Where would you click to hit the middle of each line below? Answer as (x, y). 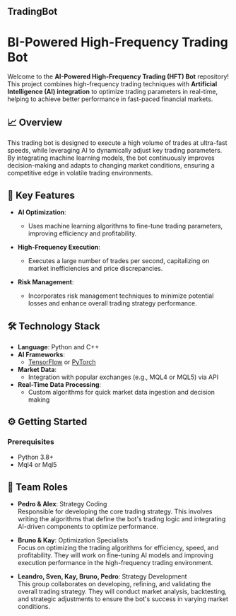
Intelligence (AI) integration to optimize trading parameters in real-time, (113, 92)
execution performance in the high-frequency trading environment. (115, 563)
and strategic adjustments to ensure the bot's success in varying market (123, 599)
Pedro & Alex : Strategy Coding (62, 504)
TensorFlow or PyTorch (62, 362)
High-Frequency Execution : (59, 247)
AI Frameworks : (41, 354)
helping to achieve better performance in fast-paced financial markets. (110, 99)
